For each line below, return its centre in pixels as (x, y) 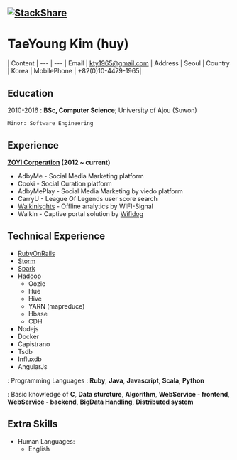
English (39, 449)
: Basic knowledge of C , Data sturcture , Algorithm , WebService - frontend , (119, 394)
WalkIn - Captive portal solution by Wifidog (81, 213)
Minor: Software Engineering (50, 124)
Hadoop (29, 276)
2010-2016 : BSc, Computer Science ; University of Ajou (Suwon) (102, 110)
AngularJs (32, 366)
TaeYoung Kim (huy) (68, 44)
